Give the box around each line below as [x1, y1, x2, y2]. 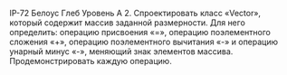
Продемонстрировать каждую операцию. [9, 56, 172, 66]
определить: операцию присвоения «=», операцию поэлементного [9, 27, 272, 37]
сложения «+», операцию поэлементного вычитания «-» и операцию [9, 36, 279, 47]
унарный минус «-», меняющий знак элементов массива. [9, 46, 234, 57]
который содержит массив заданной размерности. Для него [9, 17, 246, 28]
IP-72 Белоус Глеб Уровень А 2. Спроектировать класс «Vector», [9, 8, 261, 18]
